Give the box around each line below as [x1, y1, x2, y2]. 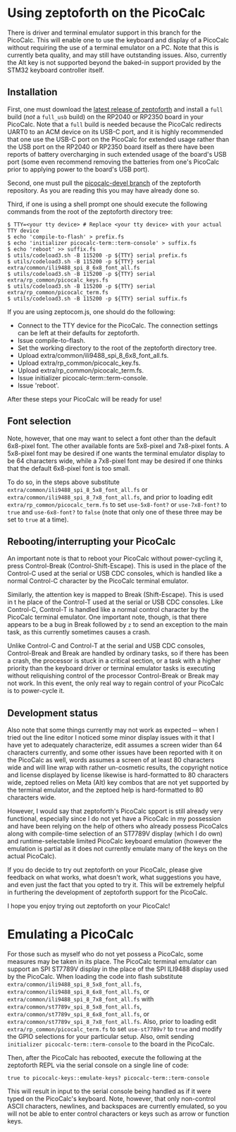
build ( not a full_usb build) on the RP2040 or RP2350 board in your [7, 112, 204, 121]
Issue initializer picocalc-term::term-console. [17, 373, 148, 382]
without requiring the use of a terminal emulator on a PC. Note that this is [7, 43, 219, 52]
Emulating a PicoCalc [7, 927, 134, 943]
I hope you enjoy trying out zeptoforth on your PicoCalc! [7, 902, 170, 910]
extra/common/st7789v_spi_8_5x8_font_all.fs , [7, 1002, 142, 1011]
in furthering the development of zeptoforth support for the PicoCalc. [7, 888, 208, 897]
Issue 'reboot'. [17, 381, 60, 390]
